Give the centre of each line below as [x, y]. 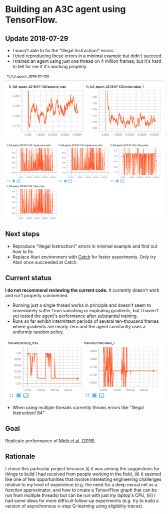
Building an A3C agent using [65, 9]
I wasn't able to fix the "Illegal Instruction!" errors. [63, 50]
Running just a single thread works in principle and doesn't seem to [82, 305]
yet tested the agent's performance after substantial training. [75, 316]
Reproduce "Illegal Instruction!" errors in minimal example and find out [85, 246]
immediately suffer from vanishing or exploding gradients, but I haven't [85, 310]
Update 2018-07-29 [37, 38]
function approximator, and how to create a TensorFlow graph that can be [81, 490]
